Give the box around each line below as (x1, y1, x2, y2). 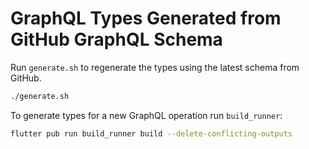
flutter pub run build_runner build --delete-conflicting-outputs (10, 128, 293, 139)
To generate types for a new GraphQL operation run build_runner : (10, 109, 283, 121)
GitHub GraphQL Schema (10, 28, 223, 51)
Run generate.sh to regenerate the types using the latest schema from (10, 61, 300, 73)
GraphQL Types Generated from (10, 7, 282, 30)
